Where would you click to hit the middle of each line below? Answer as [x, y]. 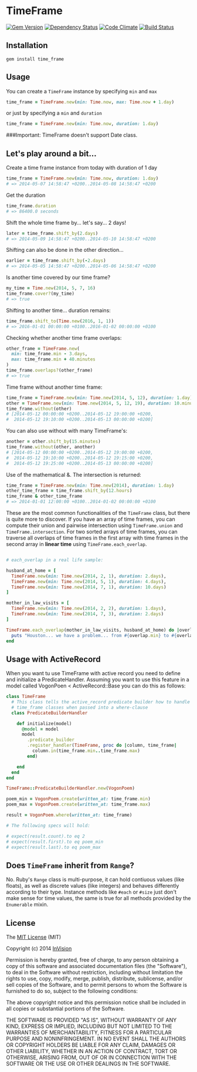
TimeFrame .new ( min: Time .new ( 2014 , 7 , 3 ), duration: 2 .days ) [88, 614]
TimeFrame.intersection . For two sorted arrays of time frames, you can [92, 532]
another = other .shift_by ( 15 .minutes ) [53, 441]
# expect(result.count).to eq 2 [45, 836]
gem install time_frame [35, 59]
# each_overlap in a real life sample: [55, 560]
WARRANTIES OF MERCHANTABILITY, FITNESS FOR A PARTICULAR [89, 1033]
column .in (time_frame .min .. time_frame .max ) [86, 751]
